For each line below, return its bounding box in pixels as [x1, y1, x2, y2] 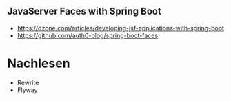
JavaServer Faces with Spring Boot [7, 6, 162, 17]
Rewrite [17, 78, 39, 86]
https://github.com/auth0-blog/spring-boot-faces [17, 31, 159, 39]
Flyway [17, 86, 38, 94]
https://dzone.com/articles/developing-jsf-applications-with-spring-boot [17, 24, 224, 32]
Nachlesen [7, 55, 70, 71]
